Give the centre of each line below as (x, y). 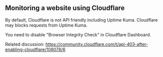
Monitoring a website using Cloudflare (65, 8)
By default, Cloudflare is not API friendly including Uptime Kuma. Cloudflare (81, 20)
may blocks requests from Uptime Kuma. (46, 25)
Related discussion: (25, 44)
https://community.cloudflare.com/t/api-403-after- (97, 44)
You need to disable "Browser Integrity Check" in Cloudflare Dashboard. (78, 34)
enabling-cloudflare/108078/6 (35, 49)
